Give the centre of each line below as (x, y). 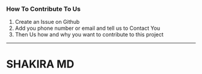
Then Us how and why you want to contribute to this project (89, 35)
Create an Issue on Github (47, 22)
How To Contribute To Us (44, 9)
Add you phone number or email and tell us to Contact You (87, 28)
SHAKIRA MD (40, 64)
